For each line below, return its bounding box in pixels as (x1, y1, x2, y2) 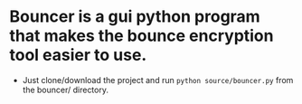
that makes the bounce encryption (9, 25, 274, 46)
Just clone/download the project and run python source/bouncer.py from (22, 74, 294, 85)
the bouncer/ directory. (22, 84, 109, 95)
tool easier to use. (9, 45, 147, 65)
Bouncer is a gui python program (9, 6, 260, 27)
